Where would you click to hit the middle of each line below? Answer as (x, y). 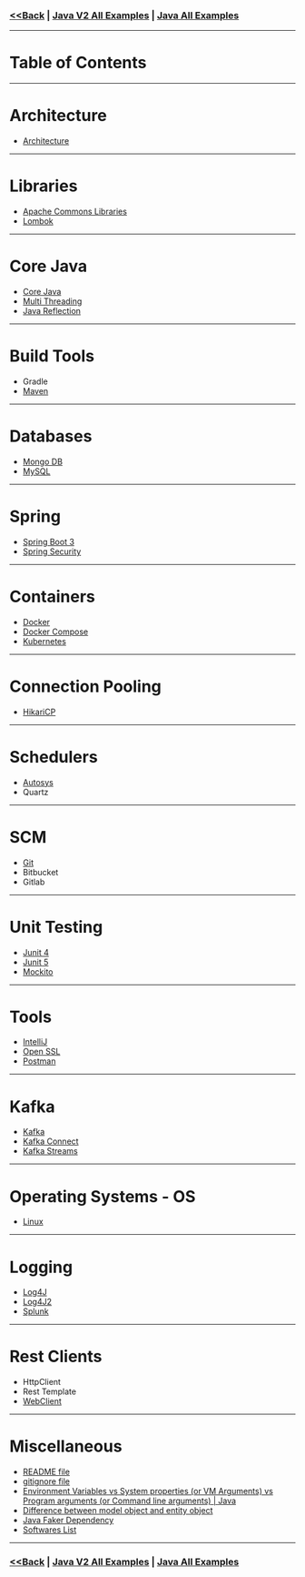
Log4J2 (37, 1302)
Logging (41, 1267)
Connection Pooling (85, 686)
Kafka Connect (50, 1141)
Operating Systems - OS (103, 1196)
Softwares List (49, 1530)
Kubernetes (44, 641)
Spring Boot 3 (49, 541)
